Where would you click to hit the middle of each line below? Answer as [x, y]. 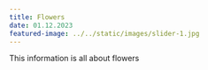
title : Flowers [37, 17]
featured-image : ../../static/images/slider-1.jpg [104, 33]
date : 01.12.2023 [41, 25]
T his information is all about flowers [74, 59]
